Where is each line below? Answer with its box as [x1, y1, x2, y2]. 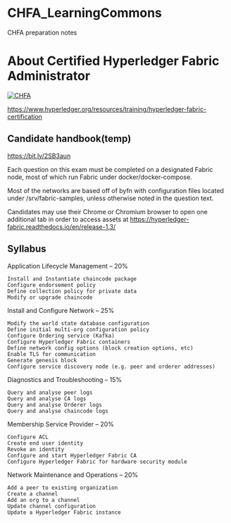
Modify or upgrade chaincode [7, 294, 93, 301]
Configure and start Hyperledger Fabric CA [7, 452, 137, 459]
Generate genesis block [7, 357, 77, 364]
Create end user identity [7, 439, 83, 447]
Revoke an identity [7, 445, 65, 453]
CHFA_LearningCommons [7, 5, 162, 21]
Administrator [7, 68, 90, 84]
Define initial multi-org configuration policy [7, 326, 150, 333]
